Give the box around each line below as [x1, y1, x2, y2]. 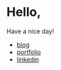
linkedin [16, 55, 40, 63]
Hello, [6, 4, 42, 20]
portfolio [16, 48, 41, 56]
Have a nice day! [6, 27, 55, 35]
